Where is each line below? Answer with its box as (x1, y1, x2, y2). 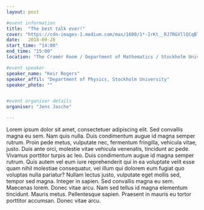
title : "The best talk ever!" (6, 26, 86, 32)
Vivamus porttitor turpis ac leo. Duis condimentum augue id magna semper (6, 152, 194, 159)
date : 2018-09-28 (6, 37, 56, 43)
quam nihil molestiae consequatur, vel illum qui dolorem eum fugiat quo (6, 165, 185, 172)
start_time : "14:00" (6, 43, 59, 49)
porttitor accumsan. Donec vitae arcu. (6, 197, 101, 204)
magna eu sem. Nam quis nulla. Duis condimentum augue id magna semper (6, 132, 195, 139)
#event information (6, 19, 56, 26)
